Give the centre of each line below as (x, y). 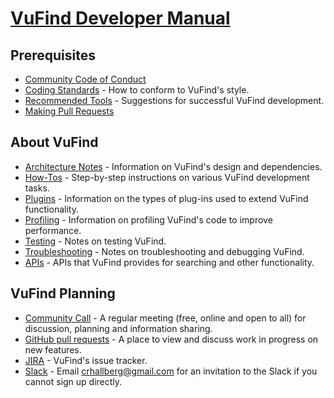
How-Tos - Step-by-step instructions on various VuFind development (167, 177)
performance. (53, 230)
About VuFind (54, 142)
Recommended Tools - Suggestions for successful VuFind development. (174, 100)
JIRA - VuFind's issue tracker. (86, 360)
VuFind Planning (63, 293)
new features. (53, 349)
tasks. (37, 188)
